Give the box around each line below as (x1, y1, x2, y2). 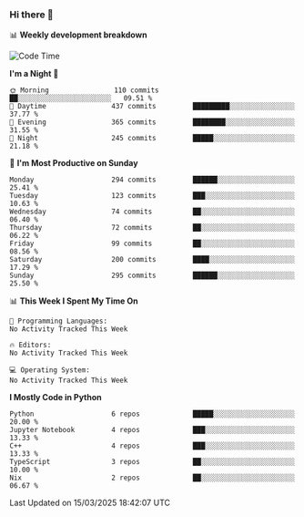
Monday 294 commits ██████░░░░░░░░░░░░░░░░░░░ (9, 175, 296, 185)
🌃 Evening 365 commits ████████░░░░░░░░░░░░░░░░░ (9, 118, 296, 127)
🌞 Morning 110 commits (9, 86, 159, 95)
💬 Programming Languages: (9, 316, 107, 326)
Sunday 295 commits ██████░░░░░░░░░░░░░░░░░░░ (9, 271, 296, 281)
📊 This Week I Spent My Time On (9, 295, 138, 306)
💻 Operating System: (9, 366, 91, 375)
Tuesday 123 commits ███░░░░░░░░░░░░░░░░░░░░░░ (9, 191, 296, 201)
